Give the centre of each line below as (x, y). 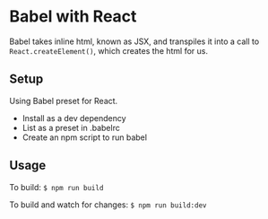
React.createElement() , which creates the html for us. (109, 50)
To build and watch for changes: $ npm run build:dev (108, 205)
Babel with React (73, 17)
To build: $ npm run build (56, 187)
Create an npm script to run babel (85, 137)
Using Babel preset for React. (64, 101)
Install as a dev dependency (74, 118)
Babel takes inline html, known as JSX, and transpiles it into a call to (134, 41)
